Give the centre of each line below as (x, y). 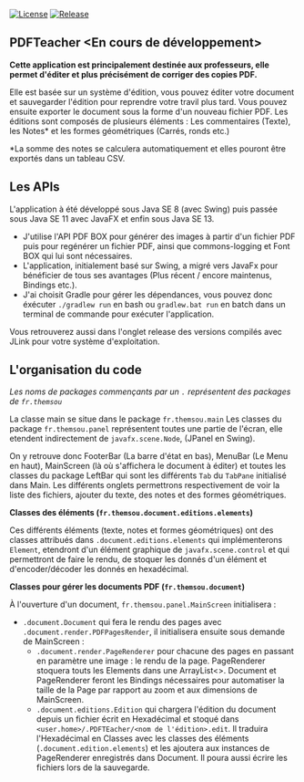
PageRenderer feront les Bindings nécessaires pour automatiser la (160, 681)
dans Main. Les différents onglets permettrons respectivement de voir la (145, 485)
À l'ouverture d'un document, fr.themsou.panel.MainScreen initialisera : (143, 605)
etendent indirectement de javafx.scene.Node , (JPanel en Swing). (132, 439)
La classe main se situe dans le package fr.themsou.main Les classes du (146, 419)
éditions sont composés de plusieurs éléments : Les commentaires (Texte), (150, 121)
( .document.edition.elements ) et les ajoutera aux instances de (153, 748)
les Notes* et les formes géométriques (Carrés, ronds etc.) (120, 130)
